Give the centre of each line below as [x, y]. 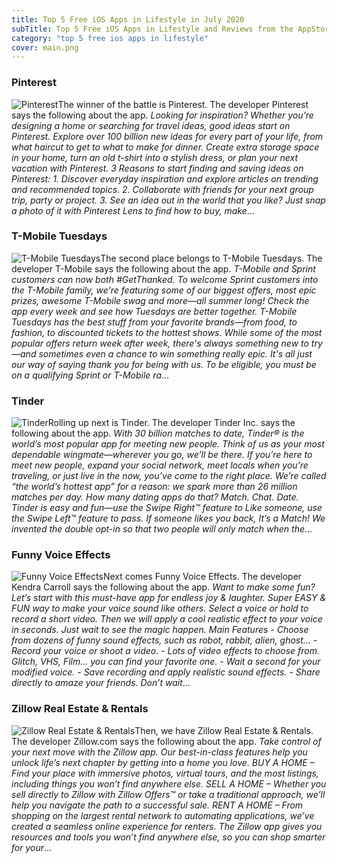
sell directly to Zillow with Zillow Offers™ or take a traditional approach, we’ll [168, 794]
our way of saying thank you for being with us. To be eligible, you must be [164, 364]
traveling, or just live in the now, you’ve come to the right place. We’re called [169, 476]
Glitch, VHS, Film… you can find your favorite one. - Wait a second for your [166, 662]
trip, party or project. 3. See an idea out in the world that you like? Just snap [168, 200]
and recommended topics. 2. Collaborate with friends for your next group [162, 189]
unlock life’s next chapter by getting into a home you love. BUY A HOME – [163, 762]
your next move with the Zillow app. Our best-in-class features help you [159, 752]
